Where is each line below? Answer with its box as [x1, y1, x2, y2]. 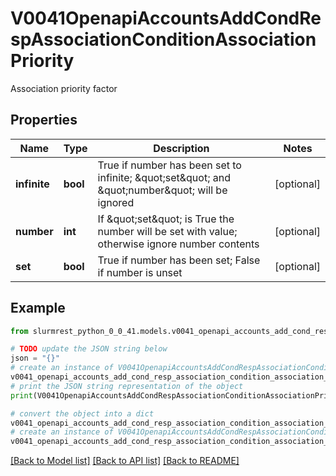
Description [153, 141, 210, 155]
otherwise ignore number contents [97, 237, 260, 251]
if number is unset [97, 265, 183, 279]
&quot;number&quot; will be [97, 183, 228, 197]
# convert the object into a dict [10, 408, 155, 419]
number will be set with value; [97, 224, 238, 238]
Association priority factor [10, 82, 118, 94]
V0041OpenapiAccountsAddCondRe [10, 7, 322, 30]
